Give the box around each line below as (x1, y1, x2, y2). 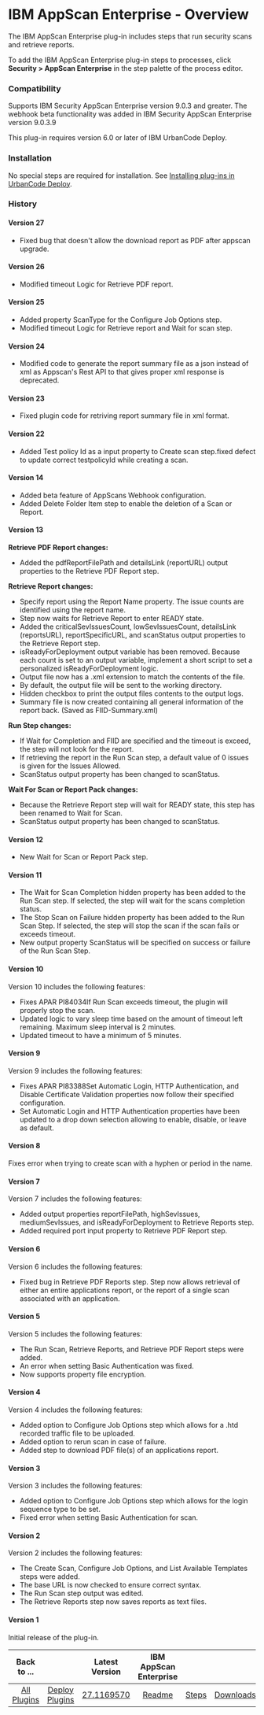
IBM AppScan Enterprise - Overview (8, 6, 249, 24)
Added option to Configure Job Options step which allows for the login (19, 1496, 248, 1506)
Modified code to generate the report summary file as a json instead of (19, 359, 249, 368)
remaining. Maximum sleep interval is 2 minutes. (19, 1022, 177, 1032)
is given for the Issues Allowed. (19, 761, 121, 771)
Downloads (214, 1689, 257, 1700)
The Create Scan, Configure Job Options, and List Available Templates (19, 1564, 248, 1573)
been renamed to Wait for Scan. (19, 808, 123, 818)
